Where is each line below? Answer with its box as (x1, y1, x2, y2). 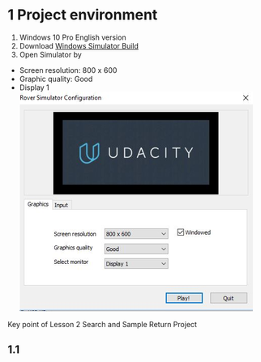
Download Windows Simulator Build (19, 40, 139, 50)
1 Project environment (7, 6, 158, 24)
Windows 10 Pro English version (19, 32, 126, 42)
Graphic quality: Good (19, 74, 93, 83)
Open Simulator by (19, 49, 82, 59)
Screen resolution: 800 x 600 (19, 65, 118, 75)
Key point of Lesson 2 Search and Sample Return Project (7, 319, 198, 329)
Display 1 (19, 83, 49, 92)
